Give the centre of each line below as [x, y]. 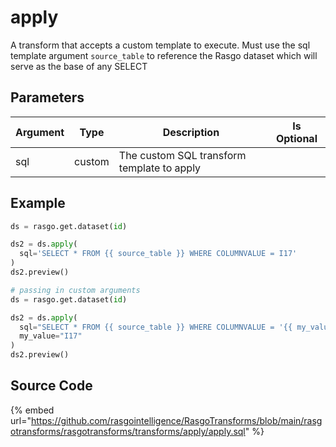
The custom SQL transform [182, 155]
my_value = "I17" [51, 336]
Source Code [51, 386]
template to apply [160, 168]
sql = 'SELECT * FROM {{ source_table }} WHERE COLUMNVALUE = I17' [158, 254]
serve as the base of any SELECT [79, 66]
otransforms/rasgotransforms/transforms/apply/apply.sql [128, 431]
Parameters [47, 97]
